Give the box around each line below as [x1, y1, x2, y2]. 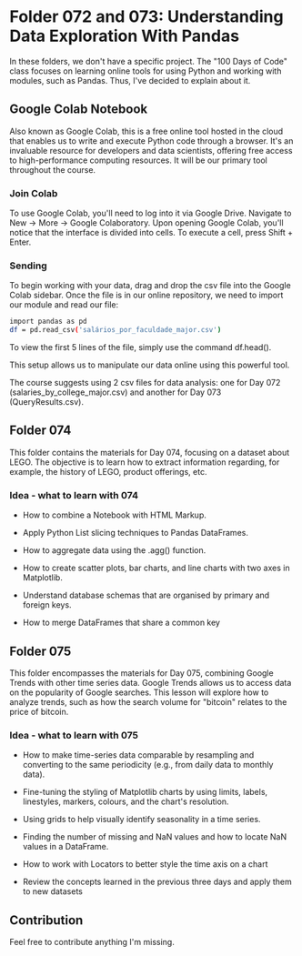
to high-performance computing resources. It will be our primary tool [9, 155, 268, 166]
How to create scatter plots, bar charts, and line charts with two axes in [22, 562, 290, 574]
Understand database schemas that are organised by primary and [22, 589, 270, 601]
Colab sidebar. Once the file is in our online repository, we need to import [9, 289, 284, 301]
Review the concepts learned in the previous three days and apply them [22, 876, 293, 888]
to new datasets [22, 886, 84, 897]
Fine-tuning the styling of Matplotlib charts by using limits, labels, [22, 787, 268, 798]
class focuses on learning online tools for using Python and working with [9, 65, 282, 76]
